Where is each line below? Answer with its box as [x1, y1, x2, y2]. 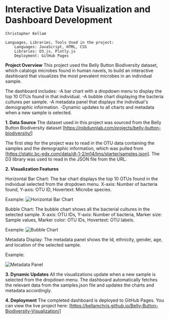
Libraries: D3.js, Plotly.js [14, 49, 76, 54]
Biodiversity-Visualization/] [5, 308, 62, 314]
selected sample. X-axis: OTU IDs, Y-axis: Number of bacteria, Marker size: [5, 211, 162, 217]
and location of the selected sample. [5, 242, 81, 248]
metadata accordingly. [5, 287, 52, 293]
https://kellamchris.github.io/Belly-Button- [70, 302, 158, 308]
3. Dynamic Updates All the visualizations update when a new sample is [5, 271, 156, 277]
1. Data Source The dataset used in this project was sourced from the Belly [5, 119, 162, 125]
